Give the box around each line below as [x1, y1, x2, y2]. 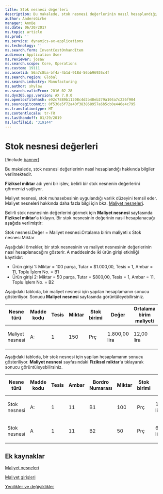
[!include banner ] [5, 157, 40, 163]
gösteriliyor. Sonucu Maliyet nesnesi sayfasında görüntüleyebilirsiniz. [5, 294, 145, 300]
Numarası [89, 385, 113, 392]
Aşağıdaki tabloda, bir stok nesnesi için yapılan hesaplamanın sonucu [5, 354, 144, 360]
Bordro [93, 379, 109, 386]
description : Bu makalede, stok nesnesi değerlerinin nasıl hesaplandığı [5, 12, 158, 16]
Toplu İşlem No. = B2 [12, 280, 54, 285]
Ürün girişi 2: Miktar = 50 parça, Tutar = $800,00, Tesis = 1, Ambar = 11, [12, 274, 155, 280]
